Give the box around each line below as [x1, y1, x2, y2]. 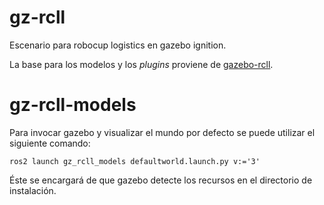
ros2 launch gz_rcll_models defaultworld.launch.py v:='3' [9, 156, 261, 166]
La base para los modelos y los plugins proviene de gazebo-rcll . [9, 58, 274, 70]
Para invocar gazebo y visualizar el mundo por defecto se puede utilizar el [9, 126, 316, 138]
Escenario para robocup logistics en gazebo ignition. [9, 39, 227, 51]
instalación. [9, 184, 57, 196]
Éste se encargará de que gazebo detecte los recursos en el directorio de [9, 174, 313, 186]
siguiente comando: [9, 137, 91, 149]
